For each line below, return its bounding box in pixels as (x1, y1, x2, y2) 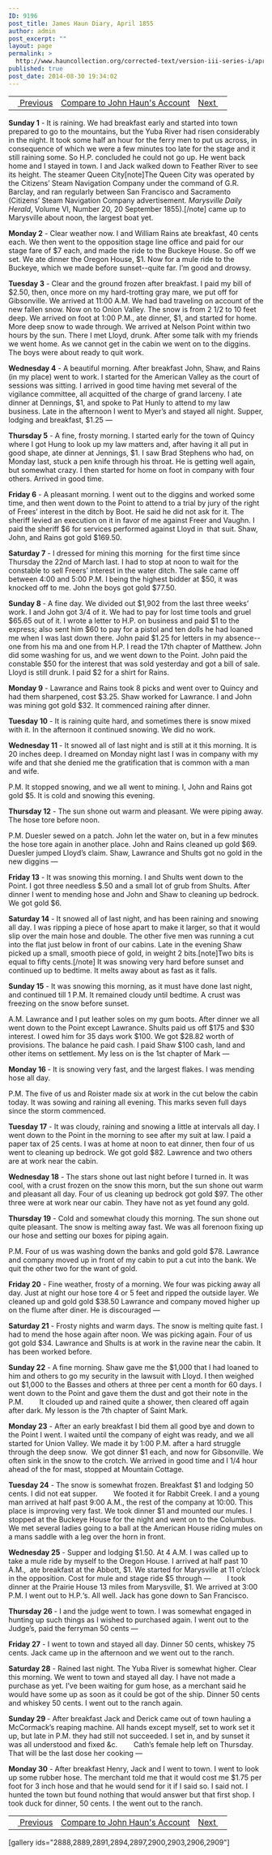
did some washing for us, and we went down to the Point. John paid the (8, 650, 248, 659)
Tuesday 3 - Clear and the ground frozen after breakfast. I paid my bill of (8, 278, 252, 288)
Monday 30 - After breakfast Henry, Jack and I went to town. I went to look (8, 1763, 260, 1773)
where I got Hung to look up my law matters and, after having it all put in (8, 439, 249, 449)
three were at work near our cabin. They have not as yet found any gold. (8, 1197, 249, 1207)
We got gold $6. (8, 898, 62, 908)
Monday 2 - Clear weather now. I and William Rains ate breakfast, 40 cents (8, 228, 259, 238)
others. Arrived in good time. (8, 474, 104, 483)
